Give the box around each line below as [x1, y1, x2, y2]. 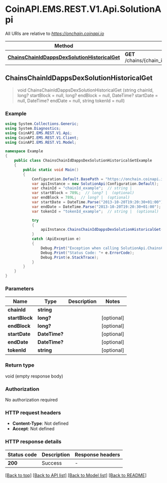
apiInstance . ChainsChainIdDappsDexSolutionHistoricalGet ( [40, 227, 164, 232]
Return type [5, 362, 35, 369]
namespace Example [5, 149, 43, 154]
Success [41, 459, 62, 466]
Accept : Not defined [12, 426, 55, 432]
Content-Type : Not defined [12, 420, 69, 426]
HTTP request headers [5, 409, 61, 416]
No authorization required [5, 396, 58, 402]
